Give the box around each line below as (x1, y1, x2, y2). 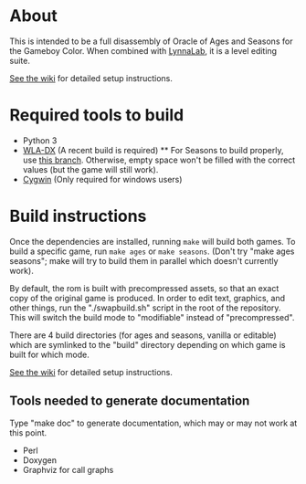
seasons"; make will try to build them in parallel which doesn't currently (9, 255, 279, 266)
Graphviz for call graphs (22, 464, 114, 475)
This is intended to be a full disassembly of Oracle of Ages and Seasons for (9, 36, 293, 47)
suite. (9, 55, 30, 66)
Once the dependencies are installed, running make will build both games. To (9, 236, 296, 247)
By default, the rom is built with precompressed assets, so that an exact (9, 282, 280, 293)
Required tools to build (9, 105, 185, 126)
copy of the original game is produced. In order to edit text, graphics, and (9, 292, 286, 303)
